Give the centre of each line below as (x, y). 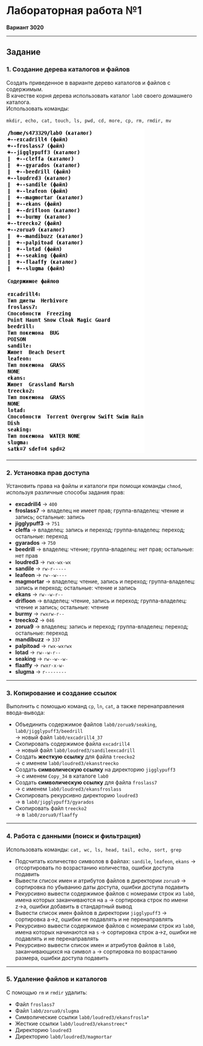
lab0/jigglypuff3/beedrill (49, 732)
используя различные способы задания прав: (66, 492)
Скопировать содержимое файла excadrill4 (72, 744)
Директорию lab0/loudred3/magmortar (63, 1036)
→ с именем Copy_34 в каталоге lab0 (62, 776)
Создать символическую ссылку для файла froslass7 (86, 783)
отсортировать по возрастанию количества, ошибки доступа (94, 868)
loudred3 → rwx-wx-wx (43, 562)
